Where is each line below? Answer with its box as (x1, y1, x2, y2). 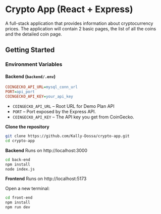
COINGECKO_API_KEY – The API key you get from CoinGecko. (12, 114, 135, 120)
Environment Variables (5, 61, 63, 68)
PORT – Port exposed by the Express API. (12, 109, 96, 115)
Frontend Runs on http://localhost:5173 (5, 176, 87, 182)
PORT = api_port (5, 90, 35, 95)
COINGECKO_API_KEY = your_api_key (5, 94, 73, 99)
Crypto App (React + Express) (5, 4, 133, 15)
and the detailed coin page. (5, 31, 62, 37)
